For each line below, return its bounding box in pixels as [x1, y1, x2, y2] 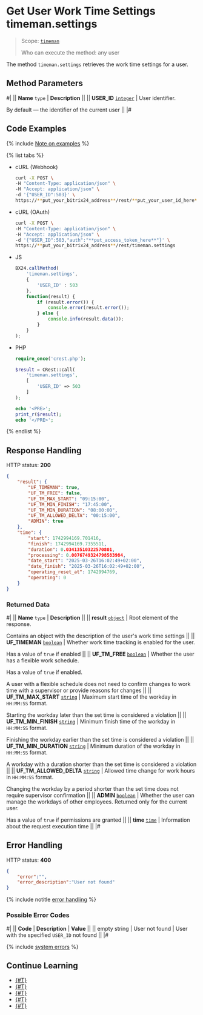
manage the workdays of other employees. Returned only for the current [6, 798, 188, 805]
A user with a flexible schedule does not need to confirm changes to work [6, 680, 191, 687]
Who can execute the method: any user [21, 48, 120, 56]
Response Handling [6, 445, 82, 456]
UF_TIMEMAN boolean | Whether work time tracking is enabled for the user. [6, 638, 195, 646]
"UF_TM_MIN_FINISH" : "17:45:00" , [28, 501, 113, 507]
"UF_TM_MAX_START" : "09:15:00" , [28, 496, 110, 502]
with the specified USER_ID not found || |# [6, 931, 109, 939]
